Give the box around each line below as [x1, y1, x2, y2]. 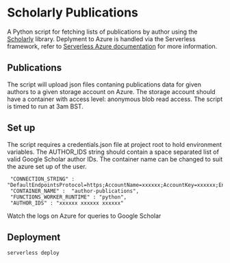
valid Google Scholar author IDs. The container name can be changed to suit [7, 155, 223, 163]
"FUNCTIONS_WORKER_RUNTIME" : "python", [10, 194, 127, 201]
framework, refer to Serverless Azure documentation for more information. [7, 42, 218, 50]
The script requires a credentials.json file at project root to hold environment [7, 140, 222, 148]
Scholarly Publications [7, 5, 138, 21]
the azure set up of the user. [7, 162, 87, 170]
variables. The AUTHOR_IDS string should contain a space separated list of [7, 148, 219, 156]
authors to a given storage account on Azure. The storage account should [7, 87, 216, 95]
